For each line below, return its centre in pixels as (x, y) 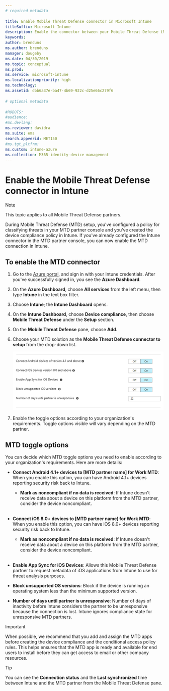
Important (15, 627)
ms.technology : (21, 85)
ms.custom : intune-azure (31, 149)
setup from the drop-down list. (45, 344)
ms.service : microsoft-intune (37, 75)
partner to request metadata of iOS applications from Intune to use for (85, 571)
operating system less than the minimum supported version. (75, 591)
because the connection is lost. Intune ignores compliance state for (82, 612)
